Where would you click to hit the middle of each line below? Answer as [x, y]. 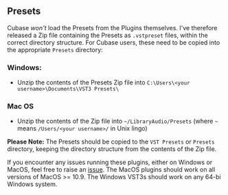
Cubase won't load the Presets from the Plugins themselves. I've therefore [112, 27]
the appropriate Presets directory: [55, 49]
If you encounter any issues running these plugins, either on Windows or [110, 162]
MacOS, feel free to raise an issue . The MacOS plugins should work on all [111, 170]
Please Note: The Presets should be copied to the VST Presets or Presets [111, 142]
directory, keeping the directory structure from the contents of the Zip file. [112, 149]
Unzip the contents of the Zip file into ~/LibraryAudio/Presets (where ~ [117, 121]
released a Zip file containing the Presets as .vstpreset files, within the [107, 35]
